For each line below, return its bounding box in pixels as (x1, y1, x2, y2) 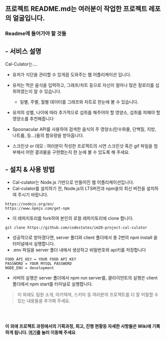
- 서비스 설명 (5, 47, 42, 56)
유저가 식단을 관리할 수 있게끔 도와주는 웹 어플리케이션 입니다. (12, 71, 132, 78)
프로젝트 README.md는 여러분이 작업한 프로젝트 (5, 4, 148, 13)
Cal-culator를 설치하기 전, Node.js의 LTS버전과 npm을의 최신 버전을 (12, 185, 146, 191)
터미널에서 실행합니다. (12, 240, 55, 247)
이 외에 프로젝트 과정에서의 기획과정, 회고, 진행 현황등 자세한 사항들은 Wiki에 (5, 323, 152, 329)
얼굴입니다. (12, 14, 45, 22)
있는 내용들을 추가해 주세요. (17, 297, 71, 304)
